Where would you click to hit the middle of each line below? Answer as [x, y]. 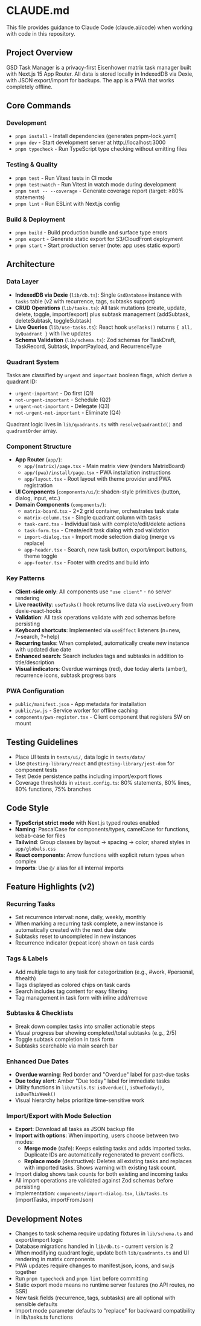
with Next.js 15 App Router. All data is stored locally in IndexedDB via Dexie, [100, 74]
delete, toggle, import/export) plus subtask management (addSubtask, [102, 314]
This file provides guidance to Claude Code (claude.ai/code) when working [100, 27]
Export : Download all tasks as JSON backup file [75, 1129]
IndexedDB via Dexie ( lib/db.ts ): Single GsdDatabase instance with [98, 295]
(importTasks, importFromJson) [54, 1200]
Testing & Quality [32, 165]
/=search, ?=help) [37, 636]
